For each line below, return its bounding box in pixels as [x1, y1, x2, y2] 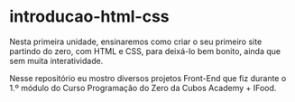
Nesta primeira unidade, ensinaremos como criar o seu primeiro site [9, 36, 263, 47]
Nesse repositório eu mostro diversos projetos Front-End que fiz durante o [9, 72, 287, 83]
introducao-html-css [9, 6, 170, 27]
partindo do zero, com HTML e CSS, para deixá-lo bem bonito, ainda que [9, 45, 281, 56]
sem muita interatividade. [9, 55, 104, 66]
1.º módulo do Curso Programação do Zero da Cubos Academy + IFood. [9, 82, 277, 93]
